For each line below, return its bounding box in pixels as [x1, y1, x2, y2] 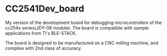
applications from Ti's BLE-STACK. [5, 30, 77, 36]
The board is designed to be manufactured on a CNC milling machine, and [5, 39, 159, 45]
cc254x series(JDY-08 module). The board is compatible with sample [5, 24, 149, 30]
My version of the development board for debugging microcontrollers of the [5, 19, 162, 25]
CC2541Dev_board [5, 3, 84, 14]
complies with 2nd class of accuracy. [5, 45, 82, 51]
